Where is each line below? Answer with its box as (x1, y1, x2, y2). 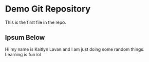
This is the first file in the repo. (5, 19, 67, 25)
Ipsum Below (5, 33, 45, 42)
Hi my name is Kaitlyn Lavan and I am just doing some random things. (5, 46, 145, 52)
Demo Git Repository (5, 3, 91, 15)
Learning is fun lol (5, 51, 41, 57)
